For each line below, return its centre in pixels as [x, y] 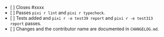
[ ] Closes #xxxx [27, 7]
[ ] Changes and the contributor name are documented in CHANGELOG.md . [85, 29]
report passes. [26, 23]
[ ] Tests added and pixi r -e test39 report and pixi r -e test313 [81, 18]
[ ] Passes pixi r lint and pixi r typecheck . [57, 13]
